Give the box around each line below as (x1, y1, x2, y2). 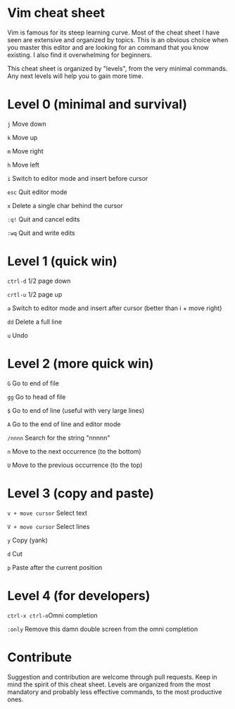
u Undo (7, 331, 28, 339)
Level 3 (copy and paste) (7, 485, 155, 501)
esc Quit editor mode (7, 188, 68, 196)
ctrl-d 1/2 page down (7, 276, 71, 285)
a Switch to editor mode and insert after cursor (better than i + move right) (7, 304, 222, 312)
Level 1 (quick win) (7, 253, 118, 269)
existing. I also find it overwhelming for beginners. (7, 51, 153, 59)
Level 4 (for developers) (7, 587, 151, 603)
